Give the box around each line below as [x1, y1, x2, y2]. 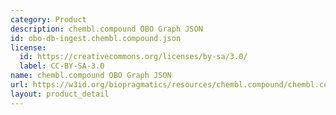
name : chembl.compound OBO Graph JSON [10, 71, 172, 81]
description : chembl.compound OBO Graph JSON [10, 24, 203, 34]
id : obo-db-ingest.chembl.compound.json [10, 33, 182, 43]
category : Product [10, 14, 87, 25]
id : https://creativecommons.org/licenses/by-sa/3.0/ [19, 52, 248, 62]
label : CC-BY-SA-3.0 [19, 61, 105, 71]
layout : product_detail [10, 89, 110, 99]
